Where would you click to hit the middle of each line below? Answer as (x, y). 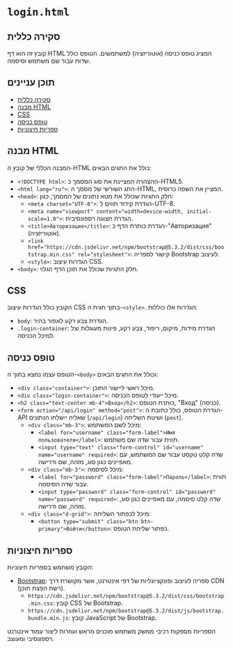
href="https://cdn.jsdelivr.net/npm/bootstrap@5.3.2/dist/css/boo (126, 247)
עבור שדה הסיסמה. (63, 484)
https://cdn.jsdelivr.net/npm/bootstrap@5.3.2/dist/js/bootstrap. (126, 611)
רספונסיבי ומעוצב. (31, 639)
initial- (199, 211)
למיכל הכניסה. (36, 336)
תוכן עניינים (31, 83)
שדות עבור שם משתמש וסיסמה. (49, 61)
